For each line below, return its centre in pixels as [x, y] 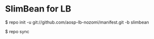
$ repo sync [17, 31]
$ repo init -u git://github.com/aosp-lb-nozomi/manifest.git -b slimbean [77, 22]
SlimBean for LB [38, 9]
